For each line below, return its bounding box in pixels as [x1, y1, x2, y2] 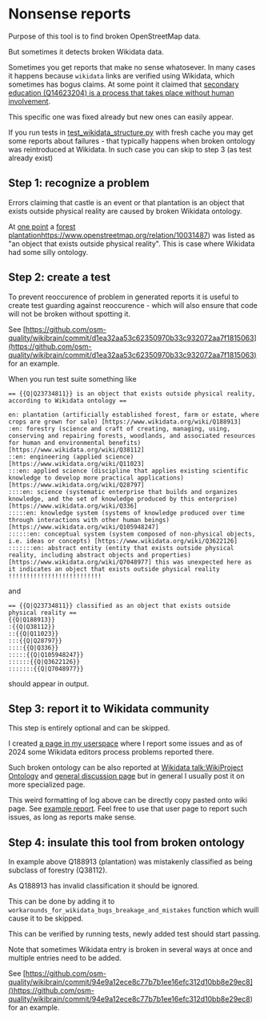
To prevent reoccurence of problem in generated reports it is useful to [8, 292, 239, 302]
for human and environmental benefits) [8, 439, 142, 447]
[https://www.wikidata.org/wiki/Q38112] [8, 446, 146, 454]
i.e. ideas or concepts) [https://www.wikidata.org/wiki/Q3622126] [8, 536, 238, 545]
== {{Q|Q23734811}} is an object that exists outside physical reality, [8, 390, 256, 398]
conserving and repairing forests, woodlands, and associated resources [8, 431, 256, 439]
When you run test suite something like [8, 374, 138, 383]
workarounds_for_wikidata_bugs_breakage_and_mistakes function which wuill [8, 905, 259, 915]
